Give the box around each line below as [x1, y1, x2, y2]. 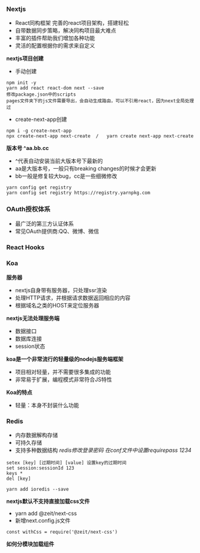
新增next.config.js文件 [15, 517, 71, 525]
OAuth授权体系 [6, 205, 50, 214]
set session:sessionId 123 [6, 465, 75, 471]
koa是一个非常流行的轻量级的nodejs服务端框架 [6, 355, 124, 362]
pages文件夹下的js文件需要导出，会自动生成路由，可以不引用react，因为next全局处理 [6, 98, 195, 104]
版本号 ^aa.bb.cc [6, 145, 49, 152]
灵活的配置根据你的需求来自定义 [15, 42, 95, 50]
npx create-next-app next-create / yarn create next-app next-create [6, 133, 194, 139]
